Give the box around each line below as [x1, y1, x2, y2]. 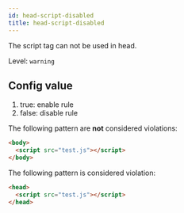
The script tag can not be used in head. [8, 40, 137, 50]
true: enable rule [19, 100, 74, 109]
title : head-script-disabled [8, 19, 105, 27]
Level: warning [8, 56, 56, 66]
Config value [8, 78, 73, 92]
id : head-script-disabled [8, 11, 94, 20]
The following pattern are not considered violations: [8, 124, 178, 133]
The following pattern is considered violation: [8, 168, 156, 177]
